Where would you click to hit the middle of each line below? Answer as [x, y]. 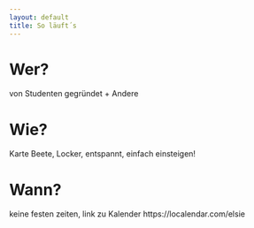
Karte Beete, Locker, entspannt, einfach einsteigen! [103, 154]
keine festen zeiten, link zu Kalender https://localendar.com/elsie [127, 214]
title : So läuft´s [43, 26]
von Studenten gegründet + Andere [74, 94]
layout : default [39, 17]
